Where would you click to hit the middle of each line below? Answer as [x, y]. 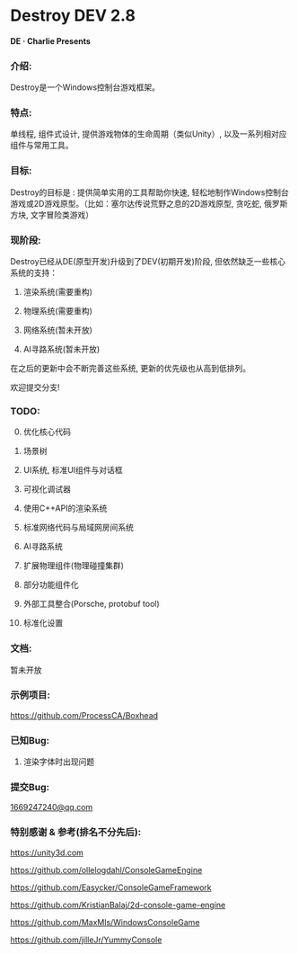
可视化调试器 [47, 489]
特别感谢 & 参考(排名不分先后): [76, 833]
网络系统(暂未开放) [58, 330]
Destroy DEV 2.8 [73, 16]
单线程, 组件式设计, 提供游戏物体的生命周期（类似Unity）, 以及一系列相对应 [149, 134]
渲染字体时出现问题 [59, 762]
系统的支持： [34, 272]
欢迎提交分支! [35, 387]
